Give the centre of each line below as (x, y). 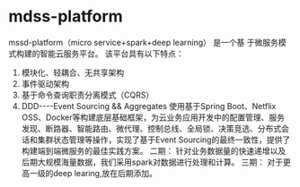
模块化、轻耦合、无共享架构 (73, 72)
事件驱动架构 (45, 83)
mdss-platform (66, 17)
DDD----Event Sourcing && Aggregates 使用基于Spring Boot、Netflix (149, 106)
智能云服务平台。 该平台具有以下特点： (111, 53)
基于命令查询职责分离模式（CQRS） (88, 95)
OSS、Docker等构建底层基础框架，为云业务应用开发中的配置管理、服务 (153, 117)
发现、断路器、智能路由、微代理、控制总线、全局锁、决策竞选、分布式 (151, 128)
